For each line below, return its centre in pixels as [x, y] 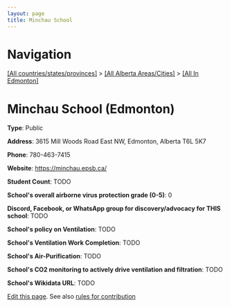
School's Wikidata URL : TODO [51, 283]
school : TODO [28, 216]
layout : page [26, 14]
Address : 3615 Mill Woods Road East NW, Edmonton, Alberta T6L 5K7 [107, 141]
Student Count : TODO [39, 182]
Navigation [39, 54]
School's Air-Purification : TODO [54, 256]
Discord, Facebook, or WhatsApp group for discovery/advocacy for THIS [114, 209]
